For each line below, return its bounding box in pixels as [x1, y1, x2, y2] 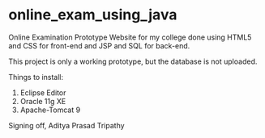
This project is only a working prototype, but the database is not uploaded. [8, 56, 258, 66]
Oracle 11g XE [19, 96, 66, 106]
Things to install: [8, 72, 64, 82]
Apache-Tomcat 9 [19, 105, 81, 115]
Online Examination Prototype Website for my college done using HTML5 [8, 32, 252, 42]
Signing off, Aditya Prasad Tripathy [8, 120, 125, 130]
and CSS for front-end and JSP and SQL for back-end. [8, 40, 190, 50]
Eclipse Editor [19, 87, 66, 98]
